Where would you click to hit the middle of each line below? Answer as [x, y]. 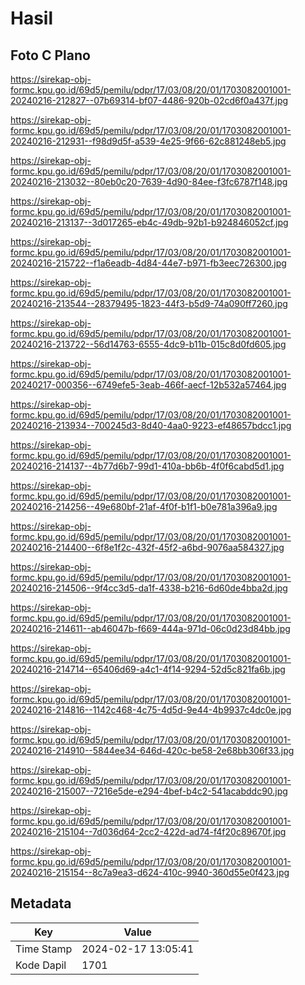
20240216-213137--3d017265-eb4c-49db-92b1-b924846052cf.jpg [149, 222]
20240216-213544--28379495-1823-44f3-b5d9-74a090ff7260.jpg [149, 303]
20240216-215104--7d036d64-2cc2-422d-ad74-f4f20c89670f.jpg [148, 831]
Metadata [41, 903]
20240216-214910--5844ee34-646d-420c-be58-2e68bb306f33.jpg [152, 750]
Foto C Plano [50, 55]
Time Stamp [44, 949]
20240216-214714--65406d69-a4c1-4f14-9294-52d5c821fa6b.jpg [148, 669]
